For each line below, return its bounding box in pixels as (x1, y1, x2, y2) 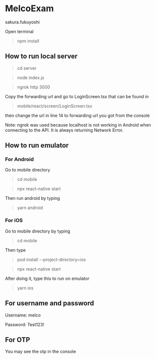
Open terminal (5, 28, 34, 34)
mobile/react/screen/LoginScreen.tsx (17, 103, 92, 109)
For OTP (5, 336, 30, 344)
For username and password (5, 299, 94, 308)
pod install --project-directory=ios (17, 256, 86, 262)
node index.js (17, 74, 45, 81)
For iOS (5, 217, 23, 224)
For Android (5, 156, 34, 163)
